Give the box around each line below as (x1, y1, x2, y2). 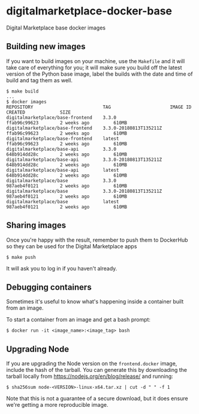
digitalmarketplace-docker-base (6, 4, 173, 18)
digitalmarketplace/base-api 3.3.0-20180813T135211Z (6, 156, 162, 163)
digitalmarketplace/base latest (6, 198, 119, 205)
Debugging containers (6, 282, 92, 292)
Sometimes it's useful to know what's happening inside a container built (6, 298, 184, 305)
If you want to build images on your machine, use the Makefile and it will (6, 57, 185, 64)
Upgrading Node (6, 344, 70, 354)
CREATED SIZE (6, 109, 71, 115)
